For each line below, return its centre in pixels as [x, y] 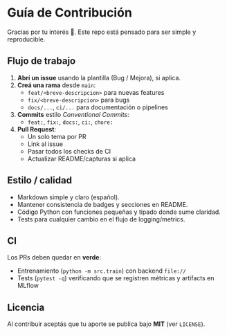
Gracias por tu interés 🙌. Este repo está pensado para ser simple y [102, 32]
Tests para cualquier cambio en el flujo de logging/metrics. [101, 219]
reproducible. [26, 39]
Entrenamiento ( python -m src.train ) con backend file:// [102, 271]
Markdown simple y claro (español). [68, 197]
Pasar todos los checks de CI [69, 151]
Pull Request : [37, 129]
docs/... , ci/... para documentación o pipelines [98, 107]
